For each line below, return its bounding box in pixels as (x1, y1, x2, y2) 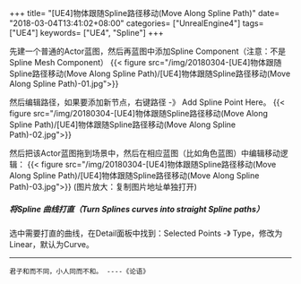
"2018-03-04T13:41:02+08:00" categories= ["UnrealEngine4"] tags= (9, 18, 264, 29)
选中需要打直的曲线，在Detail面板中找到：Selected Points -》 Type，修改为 (9, 228, 283, 238)
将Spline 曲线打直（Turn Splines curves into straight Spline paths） (9, 203, 264, 214)
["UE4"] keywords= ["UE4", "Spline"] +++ (9, 28, 164, 38)
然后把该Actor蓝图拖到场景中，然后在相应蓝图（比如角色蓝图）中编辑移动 (9, 148, 280, 159)
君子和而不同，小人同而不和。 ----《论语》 (9, 267, 150, 276)
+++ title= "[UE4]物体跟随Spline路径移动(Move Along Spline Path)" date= (9, 8, 280, 18)
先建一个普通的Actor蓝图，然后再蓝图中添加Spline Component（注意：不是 (9, 46, 287, 56)
